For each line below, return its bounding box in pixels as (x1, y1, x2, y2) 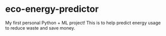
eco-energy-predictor (5, 3, 99, 15)
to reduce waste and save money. (5, 25, 75, 31)
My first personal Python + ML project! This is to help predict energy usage (5, 20, 161, 26)
